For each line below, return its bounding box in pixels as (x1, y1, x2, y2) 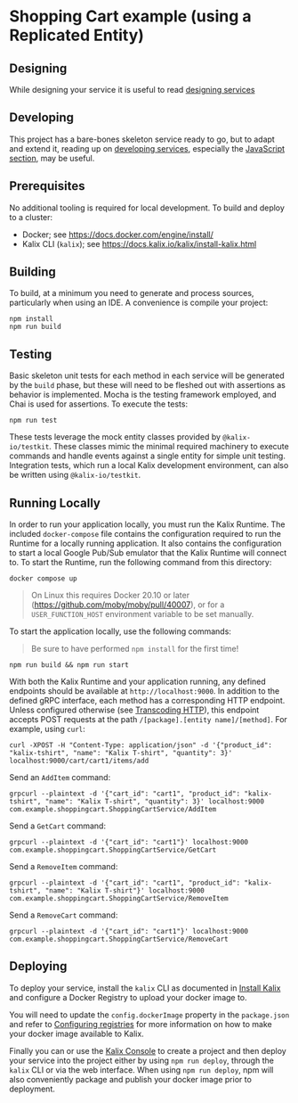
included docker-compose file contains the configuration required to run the (9, 529, 282, 539)
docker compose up (9, 574, 77, 583)
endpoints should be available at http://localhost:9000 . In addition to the (9, 686, 280, 696)
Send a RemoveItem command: (9, 861, 118, 872)
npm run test (9, 416, 58, 425)
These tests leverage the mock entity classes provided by (9, 432, 221, 442)
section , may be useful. (9, 152, 95, 163)
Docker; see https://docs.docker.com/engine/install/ (21, 229, 213, 240)
